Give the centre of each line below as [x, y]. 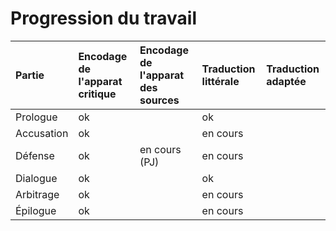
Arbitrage [37, 194]
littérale [220, 81]
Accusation [42, 133]
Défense [35, 155]
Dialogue [36, 178]
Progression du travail [104, 18]
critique [97, 94]
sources [159, 100]
